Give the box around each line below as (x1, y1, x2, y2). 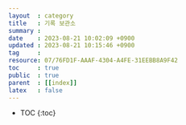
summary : (8, 26, 42, 34)
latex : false (8, 86, 63, 95)
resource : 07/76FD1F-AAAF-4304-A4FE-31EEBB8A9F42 (8, 57, 179, 65)
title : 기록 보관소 (8, 19, 76, 27)
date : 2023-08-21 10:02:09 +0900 (8, 34, 135, 42)
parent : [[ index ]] (8, 79, 78, 87)
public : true (8, 71, 60, 79)
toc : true (8, 64, 60, 72)
